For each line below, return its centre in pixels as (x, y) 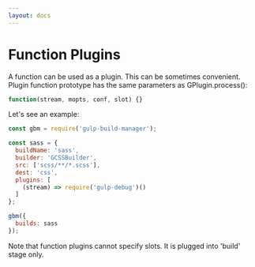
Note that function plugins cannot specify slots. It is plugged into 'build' (124, 246)
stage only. (26, 254)
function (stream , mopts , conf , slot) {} (76, 100)
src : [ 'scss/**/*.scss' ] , (58, 165)
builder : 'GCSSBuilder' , (56, 158)
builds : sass (37, 224)
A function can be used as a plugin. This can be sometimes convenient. (124, 77)
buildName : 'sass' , (47, 151)
